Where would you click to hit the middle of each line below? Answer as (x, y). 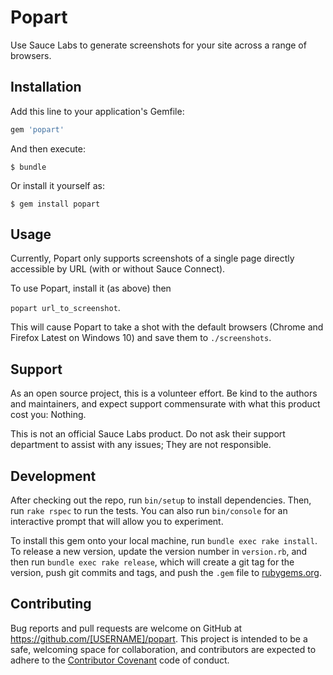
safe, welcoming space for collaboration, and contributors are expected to (163, 649)
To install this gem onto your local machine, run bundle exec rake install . (164, 541)
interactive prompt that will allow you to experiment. (117, 522)
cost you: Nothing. (48, 415)
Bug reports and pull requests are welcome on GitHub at (126, 628)
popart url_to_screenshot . (65, 308)
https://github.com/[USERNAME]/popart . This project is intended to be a (159, 638)
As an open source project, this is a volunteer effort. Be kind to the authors (164, 393)
